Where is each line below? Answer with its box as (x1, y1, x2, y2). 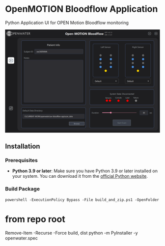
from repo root (5, 214, 65, 224)
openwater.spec (5, 235, 38, 241)
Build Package (5, 186, 40, 192)
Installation (5, 142, 40, 150)
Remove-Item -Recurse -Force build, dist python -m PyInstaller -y (5, 230, 138, 236)
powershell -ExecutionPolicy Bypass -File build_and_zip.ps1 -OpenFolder (5, 197, 160, 202)
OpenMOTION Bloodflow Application (5, 3, 158, 15)
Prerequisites (5, 157, 38, 164)
